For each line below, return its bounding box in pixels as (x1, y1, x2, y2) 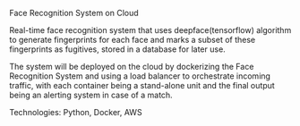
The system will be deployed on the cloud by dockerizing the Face (9, 62, 254, 71)
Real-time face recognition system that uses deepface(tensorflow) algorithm (9, 25, 292, 35)
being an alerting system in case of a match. (9, 89, 173, 100)
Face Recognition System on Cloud (9, 8, 139, 18)
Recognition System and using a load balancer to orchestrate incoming (9, 71, 271, 81)
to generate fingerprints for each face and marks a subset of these (9, 35, 256, 45)
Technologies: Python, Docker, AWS (9, 107, 142, 117)
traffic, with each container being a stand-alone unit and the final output (9, 80, 275, 90)
